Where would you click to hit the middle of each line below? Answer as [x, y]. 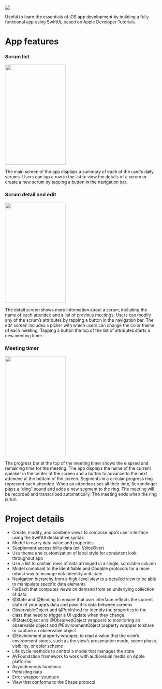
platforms [22, 662]
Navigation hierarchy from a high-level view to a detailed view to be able [84, 579]
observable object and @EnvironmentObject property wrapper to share [83, 625]
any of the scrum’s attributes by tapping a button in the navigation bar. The [79, 320]
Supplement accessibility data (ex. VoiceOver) [58, 548]
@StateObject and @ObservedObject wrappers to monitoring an [76, 620]
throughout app [28, 558]
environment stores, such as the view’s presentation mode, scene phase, [85, 641]
